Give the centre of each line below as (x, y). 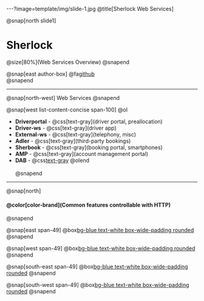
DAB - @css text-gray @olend (52, 160)
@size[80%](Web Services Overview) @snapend (68, 62)
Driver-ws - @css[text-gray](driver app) (66, 128)
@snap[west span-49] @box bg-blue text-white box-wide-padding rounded (101, 249)
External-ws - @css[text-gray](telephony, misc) (76, 134)
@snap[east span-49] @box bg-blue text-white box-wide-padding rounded (100, 230)
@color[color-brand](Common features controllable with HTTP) (89, 205)
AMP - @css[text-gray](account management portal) (82, 154)
